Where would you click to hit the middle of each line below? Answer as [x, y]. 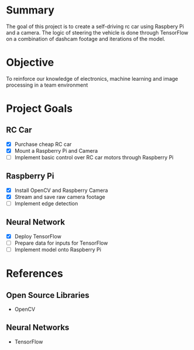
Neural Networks [38, 327]
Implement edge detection [46, 203]
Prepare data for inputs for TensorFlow [61, 243]
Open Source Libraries [48, 295]
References [34, 274]
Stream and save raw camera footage [60, 197]
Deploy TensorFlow [38, 236]
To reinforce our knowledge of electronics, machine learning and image [92, 78]
